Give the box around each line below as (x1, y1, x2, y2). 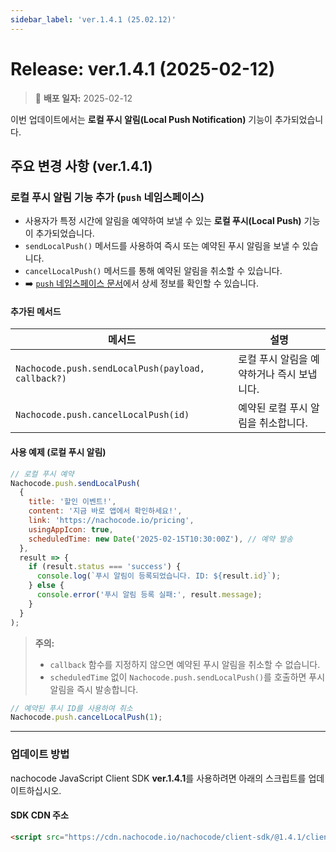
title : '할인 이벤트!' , (28, 497, 117, 507)
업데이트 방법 (10, 747, 70, 761)
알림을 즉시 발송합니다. (49, 683, 139, 695)
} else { (28, 581, 65, 591)
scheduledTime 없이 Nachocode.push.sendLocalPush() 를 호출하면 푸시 (49, 671, 326, 683)
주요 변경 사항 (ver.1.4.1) (10, 157, 153, 175)
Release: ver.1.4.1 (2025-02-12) (10, 57, 276, 80)
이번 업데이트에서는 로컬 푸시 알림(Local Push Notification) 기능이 (10, 113, 273, 125)
